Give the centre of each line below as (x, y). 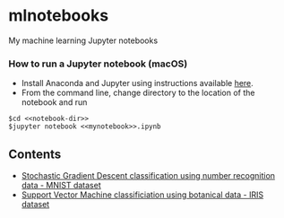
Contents (35, 154)
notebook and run (54, 102)
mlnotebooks (59, 16)
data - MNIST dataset (61, 186)
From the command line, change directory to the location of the (138, 93)
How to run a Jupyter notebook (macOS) (98, 64)
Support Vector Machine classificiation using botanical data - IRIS (142, 195)
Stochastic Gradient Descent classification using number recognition (148, 176)
